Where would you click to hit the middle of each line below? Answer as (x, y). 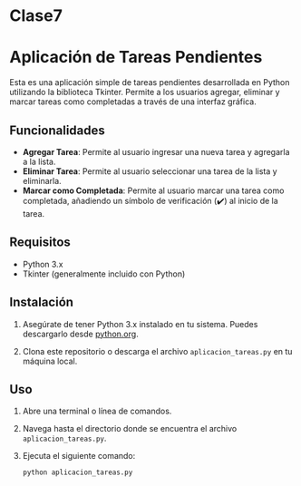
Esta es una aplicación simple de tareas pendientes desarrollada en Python (150, 83)
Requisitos (40, 243)
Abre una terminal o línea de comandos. (97, 411)
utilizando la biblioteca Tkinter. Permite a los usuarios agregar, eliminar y (145, 92)
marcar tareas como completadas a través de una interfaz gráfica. (133, 102)
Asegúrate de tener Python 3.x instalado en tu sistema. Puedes (140, 324)
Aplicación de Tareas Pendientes (136, 58)
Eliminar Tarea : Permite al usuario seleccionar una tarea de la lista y (150, 171)
